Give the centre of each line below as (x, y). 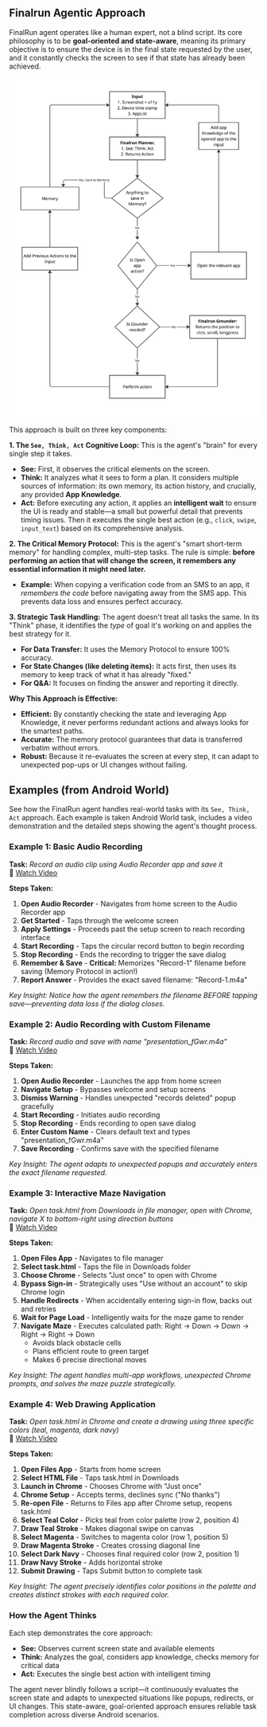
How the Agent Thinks (53, 1615)
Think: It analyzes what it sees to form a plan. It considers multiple (130, 478)
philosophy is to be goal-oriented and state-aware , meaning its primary (127, 41)
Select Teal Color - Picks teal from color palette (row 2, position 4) (130, 1520)
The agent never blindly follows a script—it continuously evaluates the (124, 1689)
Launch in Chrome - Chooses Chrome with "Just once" (111, 1486)
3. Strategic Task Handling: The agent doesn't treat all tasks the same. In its (134, 617)
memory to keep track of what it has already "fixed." (106, 675)
